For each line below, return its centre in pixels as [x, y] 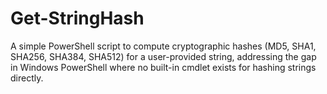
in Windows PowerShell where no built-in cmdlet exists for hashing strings [163, 67]
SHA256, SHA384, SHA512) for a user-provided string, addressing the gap [163, 56]
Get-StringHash [77, 18]
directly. [27, 78]
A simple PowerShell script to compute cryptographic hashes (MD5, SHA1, [163, 46]
